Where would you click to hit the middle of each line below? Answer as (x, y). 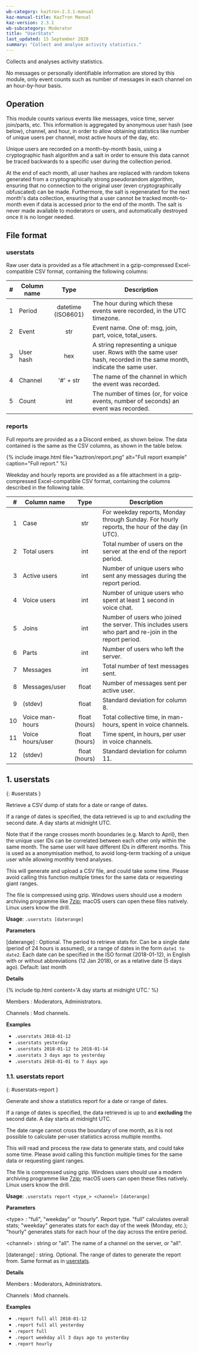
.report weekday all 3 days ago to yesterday (72, 1338)
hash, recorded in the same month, (141, 360)
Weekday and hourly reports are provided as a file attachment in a (87, 475)
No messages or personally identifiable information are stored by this (90, 73)
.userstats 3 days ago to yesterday (60, 1055)
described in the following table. (45, 487)
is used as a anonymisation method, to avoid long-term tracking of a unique (98, 853)
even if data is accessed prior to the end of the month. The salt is (102, 204)
